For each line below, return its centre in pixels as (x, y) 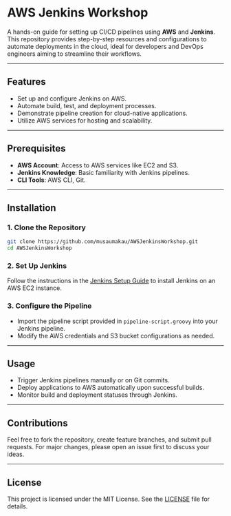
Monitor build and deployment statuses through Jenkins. (97, 395)
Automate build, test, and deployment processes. (87, 105)
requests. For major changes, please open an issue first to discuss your (108, 447)
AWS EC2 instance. (34, 288)
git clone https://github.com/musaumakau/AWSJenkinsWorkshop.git (102, 242)
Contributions (37, 423)
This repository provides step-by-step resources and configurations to (107, 39)
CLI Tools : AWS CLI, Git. (51, 180)
